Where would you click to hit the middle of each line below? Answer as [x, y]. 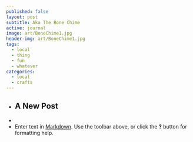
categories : [21, 72]
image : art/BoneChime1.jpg [39, 33]
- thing [21, 55]
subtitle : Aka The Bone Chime [43, 22]
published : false [27, 11]
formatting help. [34, 133]
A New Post [36, 106]
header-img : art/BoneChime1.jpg [46, 39]
